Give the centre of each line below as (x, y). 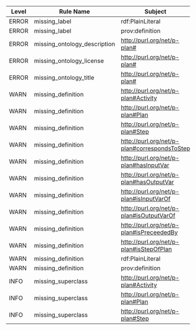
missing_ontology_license (69, 61)
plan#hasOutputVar (147, 182)
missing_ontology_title (64, 77)
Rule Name (75, 11)
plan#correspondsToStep (155, 148)
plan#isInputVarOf (146, 199)
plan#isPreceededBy (149, 232)
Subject (155, 11)
